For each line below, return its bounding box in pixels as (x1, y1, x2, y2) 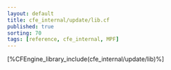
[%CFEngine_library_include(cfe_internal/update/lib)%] (7, 55, 165, 63)
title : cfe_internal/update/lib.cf (7, 17, 110, 24)
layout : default (7, 10, 54, 17)
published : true (7, 23, 54, 30)
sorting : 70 (7, 29, 42, 37)
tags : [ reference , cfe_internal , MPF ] (7, 36, 119, 43)
